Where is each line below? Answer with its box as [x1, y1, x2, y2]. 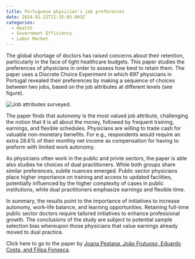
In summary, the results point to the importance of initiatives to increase [6, 197, 180, 204]
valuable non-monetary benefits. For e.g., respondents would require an [6, 131, 181, 138]
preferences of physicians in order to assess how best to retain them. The [6, 65, 185, 71]
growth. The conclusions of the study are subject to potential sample [6, 216, 173, 223]
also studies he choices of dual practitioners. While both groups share [6, 161, 176, 168]
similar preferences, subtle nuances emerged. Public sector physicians [6, 167, 178, 174]
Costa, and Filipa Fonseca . [6, 246, 70, 253]
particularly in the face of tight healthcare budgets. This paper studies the [6, 58, 185, 65]
